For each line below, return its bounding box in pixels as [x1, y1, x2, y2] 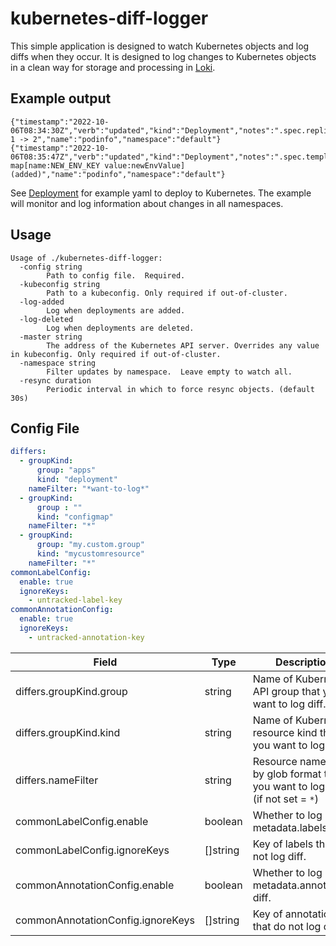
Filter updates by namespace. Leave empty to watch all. [46, 367, 293, 377]
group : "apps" [36, 465, 97, 476]
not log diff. [252, 849, 307, 863]
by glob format [252, 767, 322, 781]
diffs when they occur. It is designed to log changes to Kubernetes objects [10, 50, 317, 62]
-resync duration [19, 375, 92, 386]
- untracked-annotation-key [28, 632, 145, 642]
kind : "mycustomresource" [36, 549, 145, 559]
